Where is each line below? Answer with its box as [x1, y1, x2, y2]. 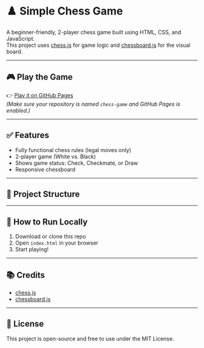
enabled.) [6, 106, 30, 114]
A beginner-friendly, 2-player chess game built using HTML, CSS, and [6, 28, 182, 36]
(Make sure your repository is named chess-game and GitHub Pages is [6, 100, 181, 108]
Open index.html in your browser [15, 239, 99, 246]
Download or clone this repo [15, 233, 86, 240]
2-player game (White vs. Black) [15, 153, 96, 160]
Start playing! [15, 246, 49, 253]
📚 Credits [6, 270, 46, 280]
